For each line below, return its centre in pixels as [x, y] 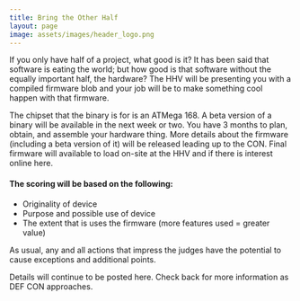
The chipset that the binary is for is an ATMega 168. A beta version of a [141, 115]
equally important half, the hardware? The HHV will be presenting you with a [150, 79]
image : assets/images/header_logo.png [82, 34]
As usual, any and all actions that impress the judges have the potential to [146, 250]
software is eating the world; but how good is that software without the [141, 69]
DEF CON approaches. [51, 286]
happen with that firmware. [59, 98]
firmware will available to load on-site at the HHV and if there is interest [141, 154]
